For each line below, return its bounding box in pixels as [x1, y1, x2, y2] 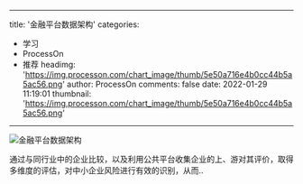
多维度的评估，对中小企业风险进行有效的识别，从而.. [9, 165, 205, 176]
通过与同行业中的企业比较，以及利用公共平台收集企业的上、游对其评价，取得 [9, 154, 294, 164]
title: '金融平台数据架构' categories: [9, 19, 140, 30]
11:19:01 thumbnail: [22, 88, 92, 99]
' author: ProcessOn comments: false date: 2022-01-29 [61, 78, 268, 89]
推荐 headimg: [22, 60, 77, 69]
